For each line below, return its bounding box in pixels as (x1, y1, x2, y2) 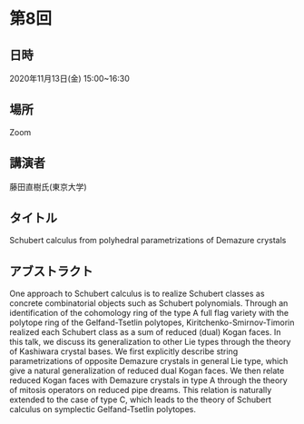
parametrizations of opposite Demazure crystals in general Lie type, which (9, 356, 289, 367)
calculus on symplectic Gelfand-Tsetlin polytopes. (9, 404, 197, 415)
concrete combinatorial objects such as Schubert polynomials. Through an (9, 298, 289, 309)
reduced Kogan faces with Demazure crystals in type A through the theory (9, 375, 288, 386)
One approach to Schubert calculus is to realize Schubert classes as (9, 288, 265, 300)
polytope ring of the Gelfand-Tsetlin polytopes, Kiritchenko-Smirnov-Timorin (9, 317, 295, 328)
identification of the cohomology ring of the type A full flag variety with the (9, 308, 289, 319)
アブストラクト (9, 263, 93, 279)
